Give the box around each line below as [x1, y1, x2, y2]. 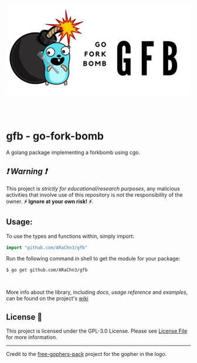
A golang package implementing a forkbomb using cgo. [6, 149, 141, 156]
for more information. [6, 334, 57, 341]
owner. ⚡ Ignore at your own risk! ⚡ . [6, 198, 94, 205]
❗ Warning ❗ [6, 166, 47, 177]
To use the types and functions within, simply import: [6, 232, 135, 239]
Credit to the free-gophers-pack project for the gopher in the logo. [6, 351, 167, 358]
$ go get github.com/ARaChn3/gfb [6, 267, 88, 273]
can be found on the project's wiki [6, 295, 89, 302]
